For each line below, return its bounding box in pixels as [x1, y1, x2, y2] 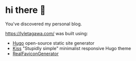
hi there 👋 [5, 4, 46, 16]
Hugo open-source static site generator [12, 40, 94, 46]
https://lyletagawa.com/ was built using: [5, 30, 88, 36]
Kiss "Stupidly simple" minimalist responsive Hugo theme [12, 45, 131, 51]
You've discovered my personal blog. [5, 21, 82, 27]
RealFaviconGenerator [12, 51, 59, 57]
